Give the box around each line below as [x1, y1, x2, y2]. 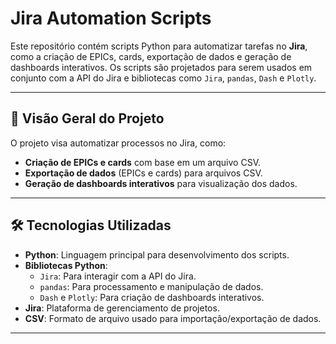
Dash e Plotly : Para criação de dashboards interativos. [39, 291, 265, 303]
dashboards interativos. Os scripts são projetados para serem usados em [10, 61, 313, 73]
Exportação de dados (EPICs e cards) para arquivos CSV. [24, 167, 263, 179]
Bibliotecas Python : [24, 259, 108, 271]
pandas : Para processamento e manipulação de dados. [39, 280, 264, 292]
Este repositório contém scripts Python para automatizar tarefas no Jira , [10, 40, 308, 52]
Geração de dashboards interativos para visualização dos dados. [24, 177, 298, 189]
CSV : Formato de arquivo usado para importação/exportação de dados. [24, 312, 322, 324]
